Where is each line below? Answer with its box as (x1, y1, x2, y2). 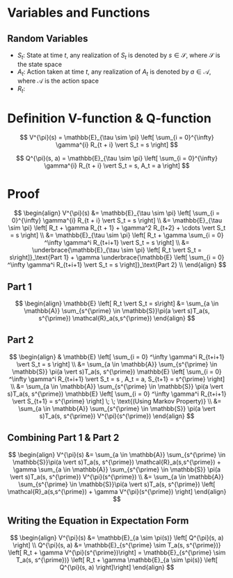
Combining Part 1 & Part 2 (7, 432, 120, 444)
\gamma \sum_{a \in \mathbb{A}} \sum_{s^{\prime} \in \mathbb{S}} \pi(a (13, 465, 221, 474)
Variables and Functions (7, 5, 151, 21)
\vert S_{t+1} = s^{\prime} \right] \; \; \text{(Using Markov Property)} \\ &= (12, 396, 222, 405)
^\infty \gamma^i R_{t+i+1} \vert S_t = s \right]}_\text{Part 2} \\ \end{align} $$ (7, 261, 227, 269)
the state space (17, 60, 63, 68)
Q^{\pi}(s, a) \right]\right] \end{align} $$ (59, 563, 175, 571)
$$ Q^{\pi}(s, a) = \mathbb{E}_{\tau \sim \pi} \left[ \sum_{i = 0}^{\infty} (16, 154, 218, 163)
